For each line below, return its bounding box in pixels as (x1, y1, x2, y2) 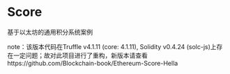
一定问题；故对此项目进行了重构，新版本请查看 (13, 51, 148, 59)
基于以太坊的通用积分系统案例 (7, 28, 93, 36)
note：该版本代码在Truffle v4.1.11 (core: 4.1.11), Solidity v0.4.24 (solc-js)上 (7, 42, 217, 50)
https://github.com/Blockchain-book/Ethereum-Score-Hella (7, 59, 178, 67)
